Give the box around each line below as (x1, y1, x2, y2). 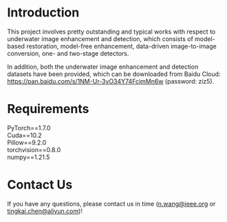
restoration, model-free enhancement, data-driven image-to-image (26, 42, 217, 50)
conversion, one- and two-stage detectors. (7, 49, 129, 58)
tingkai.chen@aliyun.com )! (7, 207, 83, 215)
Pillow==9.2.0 (7, 138, 47, 147)
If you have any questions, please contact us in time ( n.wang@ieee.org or (7, 199, 216, 208)
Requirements (7, 101, 89, 117)
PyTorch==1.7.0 (7, 123, 51, 132)
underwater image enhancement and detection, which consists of (7, 34, 194, 42)
